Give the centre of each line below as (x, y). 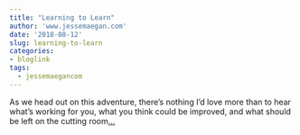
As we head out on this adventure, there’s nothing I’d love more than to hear (150, 102)
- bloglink (30, 59)
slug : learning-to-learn (56, 43)
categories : (32, 51)
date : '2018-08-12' (46, 34)
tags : (19, 68)
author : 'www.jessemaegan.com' (68, 26)
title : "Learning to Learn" (62, 18)
